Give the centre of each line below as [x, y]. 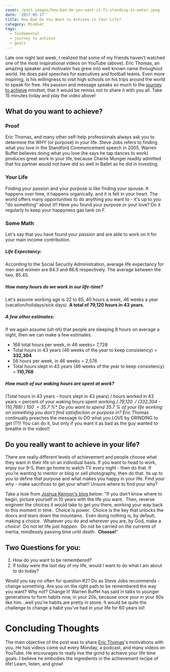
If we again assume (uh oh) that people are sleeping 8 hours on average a [82, 329]
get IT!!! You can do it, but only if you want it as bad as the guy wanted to [82, 423]
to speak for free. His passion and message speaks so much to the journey [84, 85]
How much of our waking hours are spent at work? [60, 383]
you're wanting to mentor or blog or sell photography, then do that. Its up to [84, 473]
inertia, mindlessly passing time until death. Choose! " [62, 531]
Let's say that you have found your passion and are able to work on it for [81, 234]
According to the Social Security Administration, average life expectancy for [84, 264]
